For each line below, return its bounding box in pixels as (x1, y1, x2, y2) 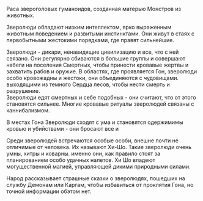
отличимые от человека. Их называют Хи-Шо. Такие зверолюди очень (6, 144, 192, 150)
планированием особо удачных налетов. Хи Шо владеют (6, 156, 156, 164)
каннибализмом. (6, 107, 50, 114)
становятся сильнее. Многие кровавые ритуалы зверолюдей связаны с (6, 100, 194, 108)
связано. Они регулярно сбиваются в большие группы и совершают (6, 55, 186, 62)
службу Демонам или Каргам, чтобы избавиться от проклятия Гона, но (6, 181, 194, 188)
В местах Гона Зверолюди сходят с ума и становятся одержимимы (6, 119, 183, 126)
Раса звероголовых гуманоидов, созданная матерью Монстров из (6, 5, 182, 12)
